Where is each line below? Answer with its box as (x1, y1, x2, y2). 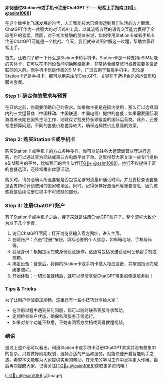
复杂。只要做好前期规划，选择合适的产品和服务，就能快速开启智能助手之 (9, 351, 154, 357)
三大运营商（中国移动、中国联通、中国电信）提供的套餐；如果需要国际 (13, 110, 154, 116)
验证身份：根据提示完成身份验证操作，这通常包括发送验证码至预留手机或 (12, 248, 157, 254)
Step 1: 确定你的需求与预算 (5, 92, 67, 99)
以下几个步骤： (9, 220, 39, 226)
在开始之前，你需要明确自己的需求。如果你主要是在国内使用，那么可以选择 (5, 104, 154, 110)
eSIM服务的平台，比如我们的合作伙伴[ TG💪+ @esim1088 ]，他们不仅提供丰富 (5, 160, 156, 166)
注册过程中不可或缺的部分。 (26, 189, 81, 194)
